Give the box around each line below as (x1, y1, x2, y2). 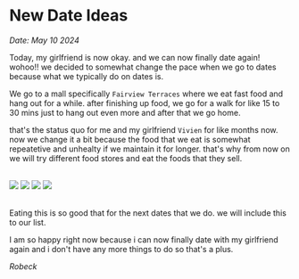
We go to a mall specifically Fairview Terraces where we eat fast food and (9, 88, 284, 99)
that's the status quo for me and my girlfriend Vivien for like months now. (9, 124, 278, 135)
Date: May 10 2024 (9, 35, 80, 45)
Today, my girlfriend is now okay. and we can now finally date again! (9, 52, 261, 62)
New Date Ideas (9, 5, 129, 26)
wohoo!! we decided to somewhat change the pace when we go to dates (9, 62, 277, 72)
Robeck (9, 260, 37, 272)
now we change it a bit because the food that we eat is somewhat (9, 134, 251, 144)
